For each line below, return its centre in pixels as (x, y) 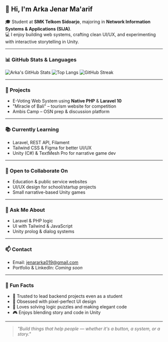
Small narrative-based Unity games (49, 192)
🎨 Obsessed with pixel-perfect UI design (54, 301)
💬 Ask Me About (25, 210)
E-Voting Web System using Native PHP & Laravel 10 (67, 101)
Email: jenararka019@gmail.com (45, 262)
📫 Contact (18, 249)
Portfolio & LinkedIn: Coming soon (47, 267)
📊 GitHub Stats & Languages (41, 60)
